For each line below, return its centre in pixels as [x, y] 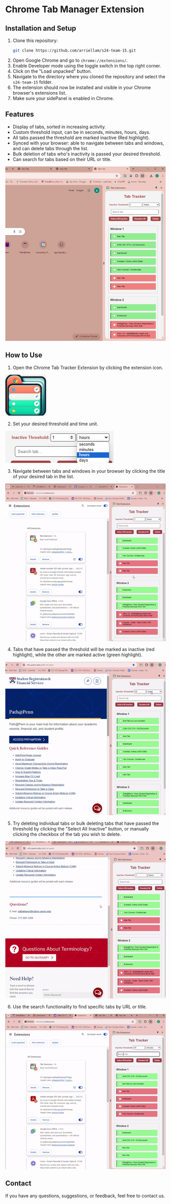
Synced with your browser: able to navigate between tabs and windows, [88, 143]
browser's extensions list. [39, 92]
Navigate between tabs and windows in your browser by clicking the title [89, 471]
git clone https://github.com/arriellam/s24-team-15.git [74, 51]
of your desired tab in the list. [44, 476]
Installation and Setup [41, 28]
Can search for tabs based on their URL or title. [62, 159]
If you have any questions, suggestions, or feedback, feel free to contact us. [85, 1196]
